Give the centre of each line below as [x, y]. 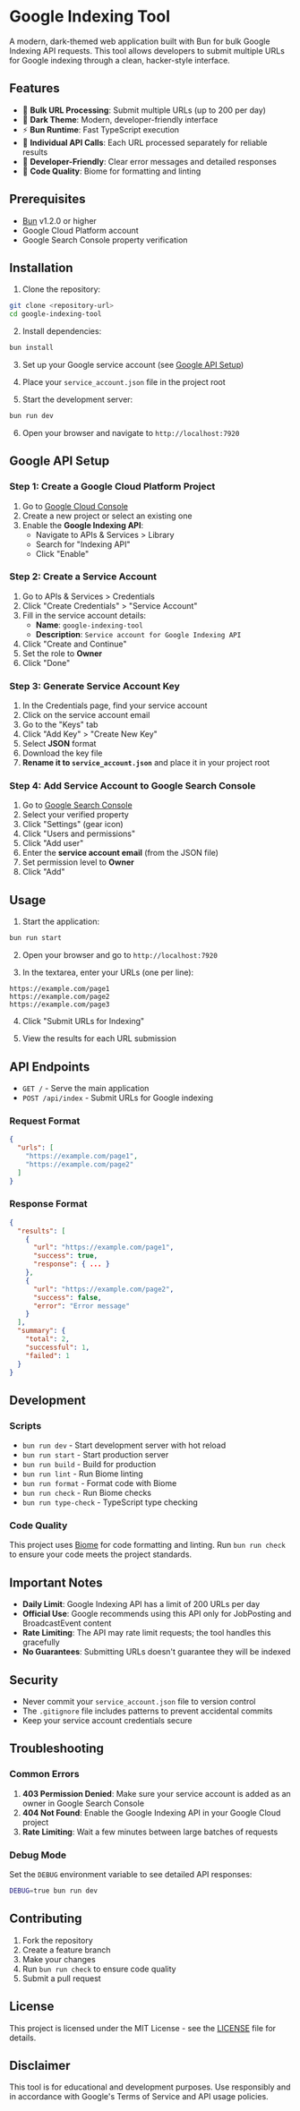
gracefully [41, 1642]
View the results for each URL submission [99, 1038]
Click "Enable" [62, 553]
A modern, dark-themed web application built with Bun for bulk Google [140, 41]
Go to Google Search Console [77, 805]
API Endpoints [50, 1067]
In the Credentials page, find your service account [115, 705]
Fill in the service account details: [84, 615]
